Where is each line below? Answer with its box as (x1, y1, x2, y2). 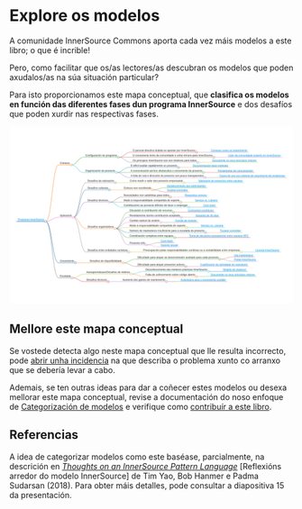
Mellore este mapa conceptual (9, 322, 184, 337)
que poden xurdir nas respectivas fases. (9, 108, 160, 119)
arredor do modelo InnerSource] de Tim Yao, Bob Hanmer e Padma (9, 470, 260, 481)
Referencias (9, 427, 79, 442)
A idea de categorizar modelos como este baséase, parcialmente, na (9, 451, 265, 462)
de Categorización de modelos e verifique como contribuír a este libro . (9, 401, 272, 412)
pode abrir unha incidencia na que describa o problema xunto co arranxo (9, 355, 281, 366)
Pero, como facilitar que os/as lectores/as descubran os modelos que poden (9, 62, 294, 73)
